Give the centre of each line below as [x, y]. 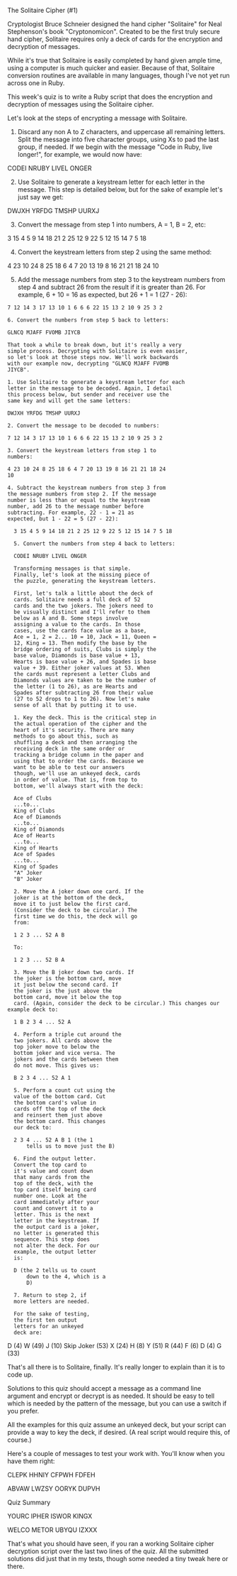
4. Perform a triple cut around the [68, 1034]
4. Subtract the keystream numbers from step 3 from [87, 488]
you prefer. [23, 1411]
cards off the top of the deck [60, 1109]
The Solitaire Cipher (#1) [43, 10]
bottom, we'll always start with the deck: [79, 786]
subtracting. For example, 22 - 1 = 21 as [71, 513]
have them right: [31, 1461]
